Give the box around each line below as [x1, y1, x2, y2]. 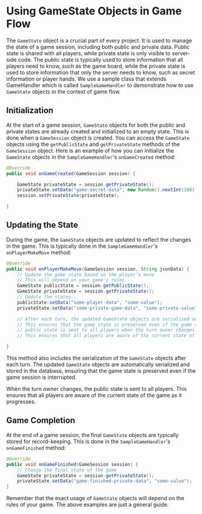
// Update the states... [17, 294, 79, 300]
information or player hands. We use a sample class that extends [6, 75, 167, 82]
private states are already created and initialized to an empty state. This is [6, 127, 189, 135]
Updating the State [6, 220, 78, 230]
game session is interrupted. [6, 374, 77, 381]
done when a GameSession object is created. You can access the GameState [6, 134, 190, 141]
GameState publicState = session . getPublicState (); [17, 283, 149, 289]
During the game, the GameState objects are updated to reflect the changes [6, 236, 191, 243]
